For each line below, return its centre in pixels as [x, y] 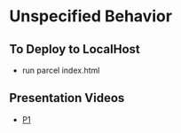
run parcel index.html [61, 70]
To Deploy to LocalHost [75, 49]
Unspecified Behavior [91, 16]
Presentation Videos [67, 98]
